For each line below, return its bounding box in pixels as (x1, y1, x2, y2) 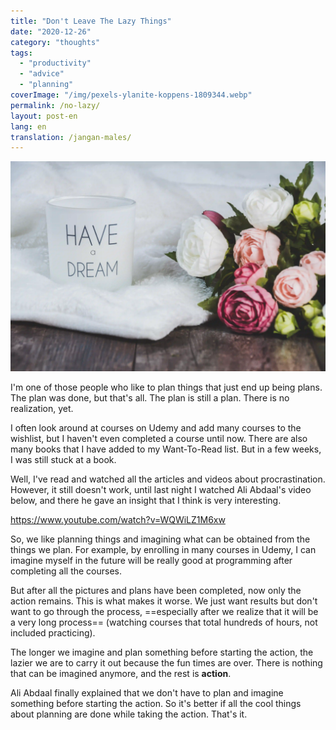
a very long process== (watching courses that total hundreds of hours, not (10, 616, 318, 628)
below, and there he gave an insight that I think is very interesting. (10, 494, 282, 506)
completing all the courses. (10, 565, 123, 577)
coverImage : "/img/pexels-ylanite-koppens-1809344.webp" (10, 90, 253, 100)
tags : (10, 48, 33, 58)
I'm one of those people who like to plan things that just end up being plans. (10, 381, 323, 393)
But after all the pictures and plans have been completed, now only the (10, 584, 302, 596)
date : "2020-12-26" (10, 26, 92, 37)
